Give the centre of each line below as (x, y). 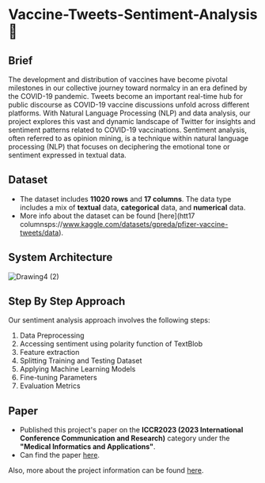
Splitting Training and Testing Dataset (81, 360)
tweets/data (39, 232)
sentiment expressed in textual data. (67, 155)
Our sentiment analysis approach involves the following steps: (109, 320)
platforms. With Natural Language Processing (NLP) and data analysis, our (129, 113)
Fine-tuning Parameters (58, 378)
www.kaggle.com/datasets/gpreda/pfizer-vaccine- (145, 224)
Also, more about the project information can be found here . (106, 470)
